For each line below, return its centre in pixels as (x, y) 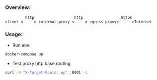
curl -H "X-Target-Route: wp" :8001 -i (46, 73)
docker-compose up (24, 54)
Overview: (18, 7)
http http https (79, 18)
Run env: (21, 45)
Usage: (14, 35)
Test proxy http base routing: (42, 64)
